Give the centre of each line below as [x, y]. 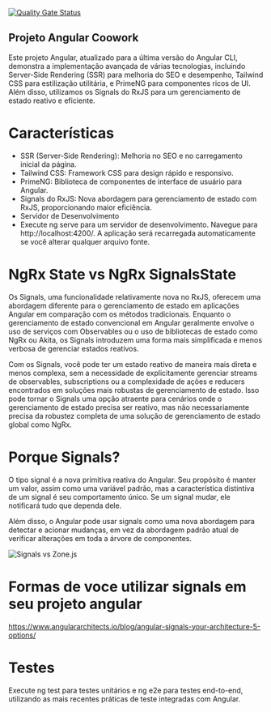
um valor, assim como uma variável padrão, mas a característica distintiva [131, 488]
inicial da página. [48, 164]
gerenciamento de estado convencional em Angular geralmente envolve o [131, 322]
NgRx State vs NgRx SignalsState [123, 274]
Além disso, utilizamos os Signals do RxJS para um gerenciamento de [125, 92]
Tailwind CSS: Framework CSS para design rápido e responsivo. [127, 173]
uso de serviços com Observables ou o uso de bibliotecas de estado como [133, 331]
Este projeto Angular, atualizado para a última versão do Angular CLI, [123, 58]
